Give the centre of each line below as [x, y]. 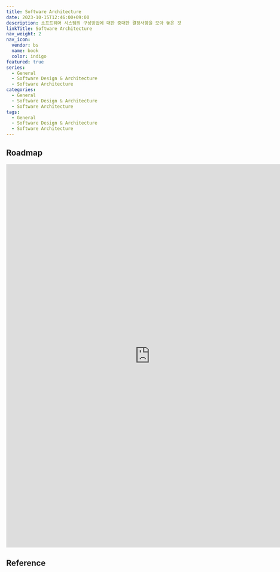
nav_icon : [19, 40]
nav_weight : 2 [24, 34]
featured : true [25, 62]
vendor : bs [25, 46]
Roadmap [25, 153]
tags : [13, 112]
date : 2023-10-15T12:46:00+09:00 [48, 17]
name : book [25, 51]
